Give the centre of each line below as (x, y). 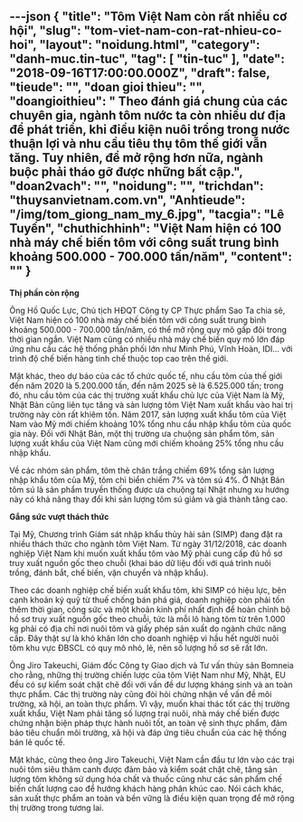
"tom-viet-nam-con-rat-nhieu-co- (183, 31)
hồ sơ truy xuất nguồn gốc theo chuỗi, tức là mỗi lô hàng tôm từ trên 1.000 (147, 619)
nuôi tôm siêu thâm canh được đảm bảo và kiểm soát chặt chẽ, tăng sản (143, 769)
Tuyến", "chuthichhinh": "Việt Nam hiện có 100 (146, 228)
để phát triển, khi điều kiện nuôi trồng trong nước (150, 130)
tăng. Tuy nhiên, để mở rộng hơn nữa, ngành (137, 158)
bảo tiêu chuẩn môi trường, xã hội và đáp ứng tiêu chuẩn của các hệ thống (148, 732)
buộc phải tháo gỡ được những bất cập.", (126, 172)
